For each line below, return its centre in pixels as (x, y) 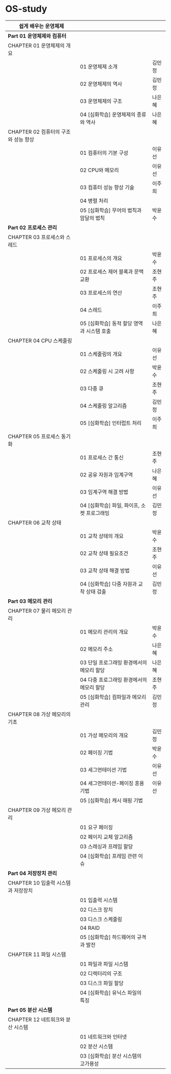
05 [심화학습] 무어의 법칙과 (111, 210)
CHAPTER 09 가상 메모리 (37, 810)
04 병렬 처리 (94, 201)
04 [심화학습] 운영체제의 (108, 114)
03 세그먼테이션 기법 (103, 769)
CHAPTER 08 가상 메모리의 (39, 714)
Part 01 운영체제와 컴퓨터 (37, 36)
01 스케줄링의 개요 (101, 354)
